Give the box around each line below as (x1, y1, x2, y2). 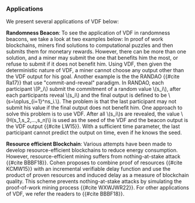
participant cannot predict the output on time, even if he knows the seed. (6, 129, 182, 136)
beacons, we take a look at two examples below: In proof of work (6, 36, 163, 43)
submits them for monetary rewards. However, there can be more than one (6, 48, 186, 55)
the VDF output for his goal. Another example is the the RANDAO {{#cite (6, 73, 180, 80)
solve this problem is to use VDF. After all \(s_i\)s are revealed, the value (6, 110, 180, 117)
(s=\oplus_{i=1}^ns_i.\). (6, 98, 61, 105)
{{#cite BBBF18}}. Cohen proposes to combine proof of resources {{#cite (6, 159, 183, 166)
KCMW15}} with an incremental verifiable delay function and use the (6, 165, 171, 172)
